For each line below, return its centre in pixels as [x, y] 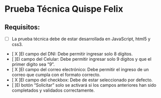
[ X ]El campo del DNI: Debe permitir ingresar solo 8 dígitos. [72, 54]
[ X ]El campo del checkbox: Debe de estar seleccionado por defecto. [82, 80]
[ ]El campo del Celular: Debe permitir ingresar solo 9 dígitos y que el [81, 59]
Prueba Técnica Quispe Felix [64, 9]
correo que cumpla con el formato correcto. [56, 75]
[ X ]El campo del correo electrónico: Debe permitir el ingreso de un [80, 70]
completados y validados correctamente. [53, 90]
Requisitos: [22, 27]
